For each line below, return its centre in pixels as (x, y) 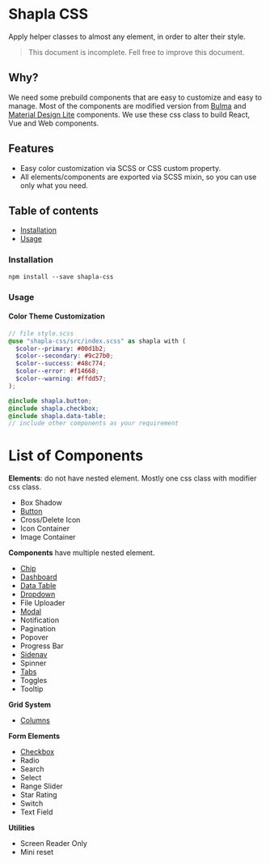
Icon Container (45, 528)
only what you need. (54, 185)
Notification (39, 620)
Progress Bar (42, 646)
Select (31, 778)
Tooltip (32, 689)
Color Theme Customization (57, 316)
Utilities (21, 828)
